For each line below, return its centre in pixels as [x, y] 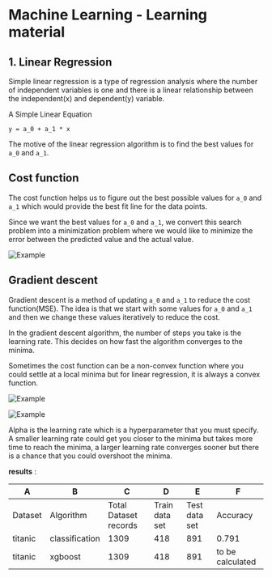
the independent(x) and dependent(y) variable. [87, 98]
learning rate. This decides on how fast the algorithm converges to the [125, 341]
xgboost [65, 556]
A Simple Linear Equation [51, 114]
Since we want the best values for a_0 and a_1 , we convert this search [125, 222]
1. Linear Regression [60, 62]
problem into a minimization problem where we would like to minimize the [131, 230]
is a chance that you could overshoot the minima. [90, 456]
